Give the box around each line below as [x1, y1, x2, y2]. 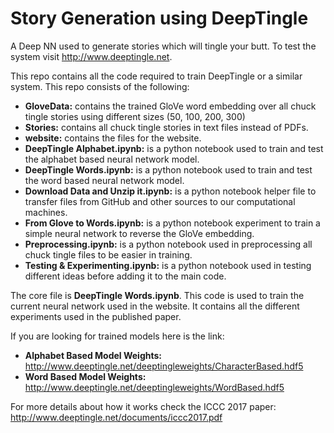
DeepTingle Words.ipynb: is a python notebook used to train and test [24, 163, 313, 176]
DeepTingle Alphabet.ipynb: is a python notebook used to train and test [24, 142, 324, 154]
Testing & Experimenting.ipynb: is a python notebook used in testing [24, 259, 312, 271]
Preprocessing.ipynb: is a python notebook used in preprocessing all [24, 238, 313, 250]
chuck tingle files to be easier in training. [24, 248, 193, 261]
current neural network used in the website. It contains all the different [10, 300, 300, 312]
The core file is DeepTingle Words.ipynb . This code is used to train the [10, 289, 305, 301]
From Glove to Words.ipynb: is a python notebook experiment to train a [24, 217, 321, 229]
